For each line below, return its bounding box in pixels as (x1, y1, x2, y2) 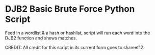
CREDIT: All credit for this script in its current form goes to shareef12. (5, 44, 145, 50)
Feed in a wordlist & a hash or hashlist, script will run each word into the (5, 30, 151, 36)
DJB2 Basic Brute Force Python (5, 3, 135, 15)
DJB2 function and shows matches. (5, 35, 77, 41)
